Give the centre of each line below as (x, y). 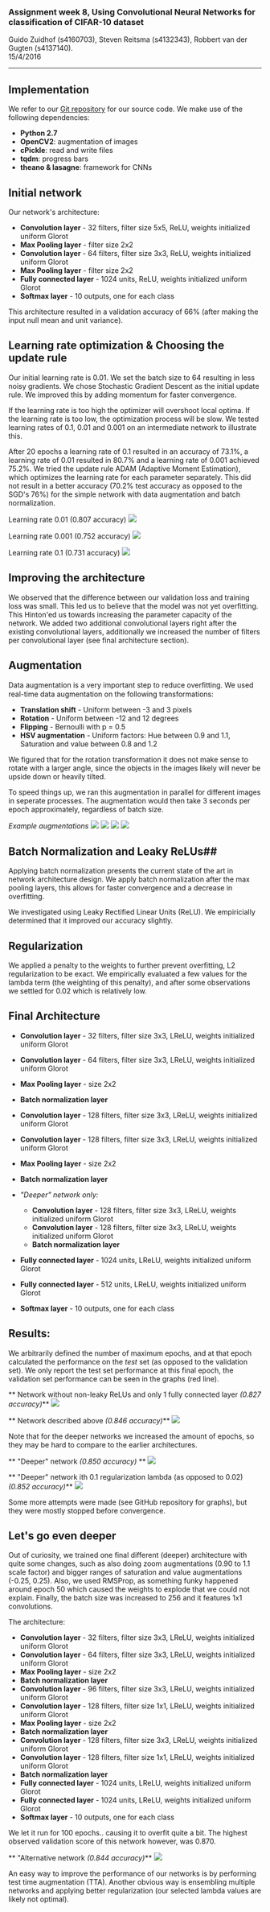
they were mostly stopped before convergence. (87, 1510)
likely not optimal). (39, 1899)
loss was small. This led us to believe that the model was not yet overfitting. (133, 605)
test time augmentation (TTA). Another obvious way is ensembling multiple (132, 1882)
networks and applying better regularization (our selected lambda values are (135, 1891)
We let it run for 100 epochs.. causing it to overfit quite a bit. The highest (128, 1833)
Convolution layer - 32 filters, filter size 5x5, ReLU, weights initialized (135, 227)
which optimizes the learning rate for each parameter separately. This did (130, 477)
